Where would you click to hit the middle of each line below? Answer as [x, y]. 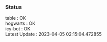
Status [14, 7]
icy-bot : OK [18, 29]
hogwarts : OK [20, 23]
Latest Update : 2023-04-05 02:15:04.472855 [53, 34]
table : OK [16, 18]
